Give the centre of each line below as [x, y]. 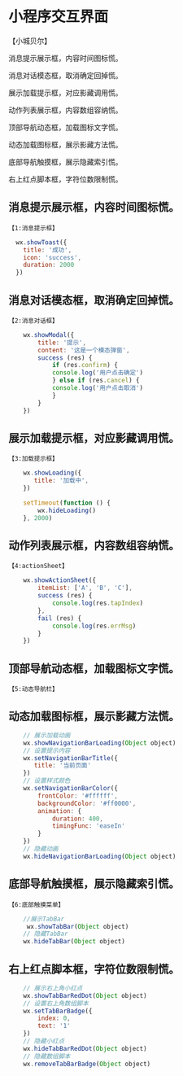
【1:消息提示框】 [33, 228]
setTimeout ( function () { [67, 503]
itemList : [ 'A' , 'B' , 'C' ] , [85, 588]
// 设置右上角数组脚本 [56, 1003]
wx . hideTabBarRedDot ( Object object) [85, 1048]
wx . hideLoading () [67, 510]
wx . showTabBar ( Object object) [78, 926]
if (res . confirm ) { [85, 365]
